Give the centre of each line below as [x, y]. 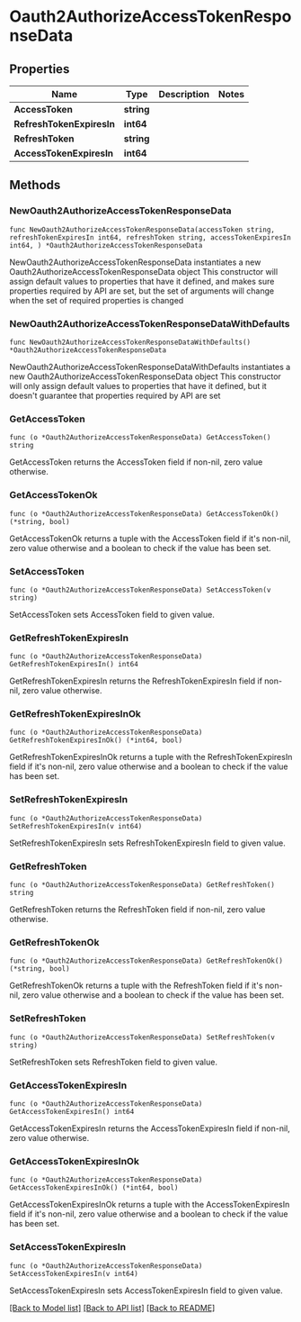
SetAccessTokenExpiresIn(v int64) [74, 1273]
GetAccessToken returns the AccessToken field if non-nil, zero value [136, 462]
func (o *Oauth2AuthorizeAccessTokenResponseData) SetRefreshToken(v [142, 1037]
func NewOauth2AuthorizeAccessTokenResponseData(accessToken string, [142, 230]
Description [184, 94]
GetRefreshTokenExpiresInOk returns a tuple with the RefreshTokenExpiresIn [151, 757]
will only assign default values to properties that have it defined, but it [138, 385]
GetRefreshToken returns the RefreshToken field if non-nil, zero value [137, 910]
